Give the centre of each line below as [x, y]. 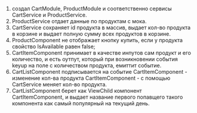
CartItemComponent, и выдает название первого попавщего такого [97, 97]
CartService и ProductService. [50, 15]
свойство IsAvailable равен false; [53, 46]
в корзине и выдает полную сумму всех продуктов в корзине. [91, 34]
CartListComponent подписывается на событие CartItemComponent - [99, 72]
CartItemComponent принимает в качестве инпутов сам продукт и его [101, 53]
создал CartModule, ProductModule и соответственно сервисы [92, 9]
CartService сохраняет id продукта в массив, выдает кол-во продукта [101, 27]
